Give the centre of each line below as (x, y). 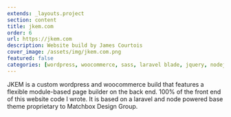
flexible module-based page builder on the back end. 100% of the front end (114, 92)
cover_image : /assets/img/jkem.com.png (64, 52)
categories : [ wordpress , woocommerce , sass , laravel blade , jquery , (107, 65)
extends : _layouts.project (46, 13)
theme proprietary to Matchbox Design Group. (73, 106)
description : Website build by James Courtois (75, 45)
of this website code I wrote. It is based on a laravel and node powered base (115, 99)
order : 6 (20, 33)
